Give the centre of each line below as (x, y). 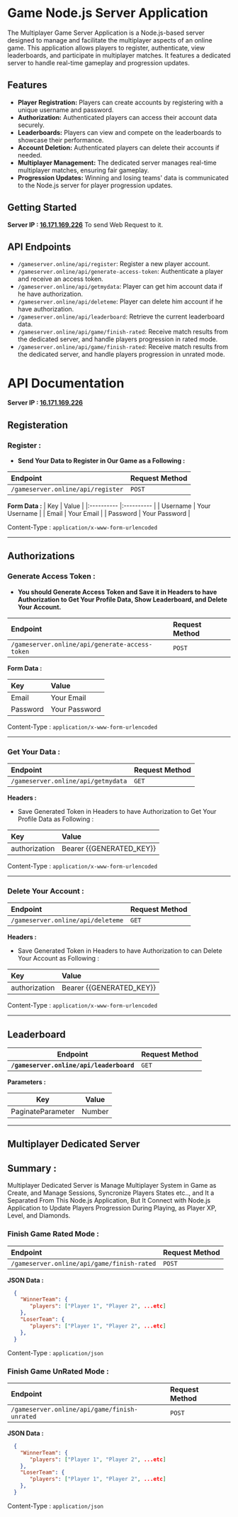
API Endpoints (39, 247)
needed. (30, 155)
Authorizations (41, 556)
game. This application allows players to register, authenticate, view (106, 48)
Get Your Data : (34, 751)
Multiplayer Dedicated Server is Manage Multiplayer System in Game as (112, 1186)
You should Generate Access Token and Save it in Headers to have (117, 592)
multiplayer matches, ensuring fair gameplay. (83, 170)
